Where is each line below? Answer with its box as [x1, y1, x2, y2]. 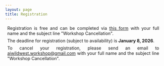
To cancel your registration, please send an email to [7, 45, 160, 51]
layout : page [5, 7, 32, 12]
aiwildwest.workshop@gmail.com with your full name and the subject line [7, 50, 160, 56]
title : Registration [5, 12, 48, 17]
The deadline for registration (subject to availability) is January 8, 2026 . [7, 38, 155, 44]
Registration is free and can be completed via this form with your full [7, 25, 160, 31]
